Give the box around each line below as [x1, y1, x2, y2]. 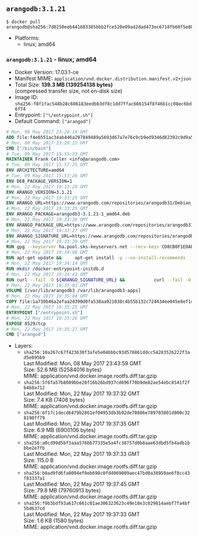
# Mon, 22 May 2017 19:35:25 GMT [6, 305, 88, 310]
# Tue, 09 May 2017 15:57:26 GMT [6, 173, 88, 179]
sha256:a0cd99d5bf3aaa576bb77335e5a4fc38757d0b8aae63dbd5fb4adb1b [23, 440, 190, 446]
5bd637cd [23, 506, 45, 512]
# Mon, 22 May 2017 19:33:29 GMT [6, 239, 88, 244]
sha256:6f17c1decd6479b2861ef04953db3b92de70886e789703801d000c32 [23, 410, 190, 416]
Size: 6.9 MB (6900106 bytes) [23, 426, 96, 434]
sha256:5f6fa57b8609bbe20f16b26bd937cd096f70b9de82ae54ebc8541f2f [23, 380, 190, 386]
